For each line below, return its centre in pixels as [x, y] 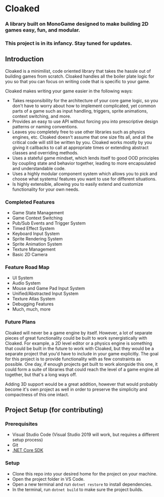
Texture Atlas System [34, 299]
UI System [23, 278]
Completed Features [30, 202]
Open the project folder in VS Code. [48, 479]
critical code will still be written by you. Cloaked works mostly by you [82, 142]
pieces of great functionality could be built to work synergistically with [76, 338]
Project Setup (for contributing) [54, 410]
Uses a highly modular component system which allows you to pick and [85, 174]
